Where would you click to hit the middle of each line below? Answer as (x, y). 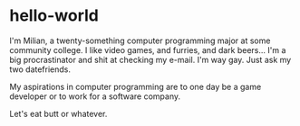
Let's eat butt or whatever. (58, 113)
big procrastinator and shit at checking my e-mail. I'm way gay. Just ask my (150, 59)
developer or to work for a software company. (95, 96)
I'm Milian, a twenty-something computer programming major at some (140, 40)
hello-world (54, 16)
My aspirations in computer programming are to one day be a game (135, 86)
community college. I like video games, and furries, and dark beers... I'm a (148, 49)
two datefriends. (40, 69)
